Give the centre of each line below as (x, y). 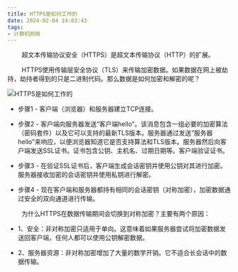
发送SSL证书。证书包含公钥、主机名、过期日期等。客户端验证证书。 (129, 151)
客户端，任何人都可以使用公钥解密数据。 (90, 238)
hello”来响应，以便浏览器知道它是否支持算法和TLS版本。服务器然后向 (119, 142)
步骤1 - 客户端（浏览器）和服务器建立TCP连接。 (87, 109)
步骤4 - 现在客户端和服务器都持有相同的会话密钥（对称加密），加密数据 (121, 190)
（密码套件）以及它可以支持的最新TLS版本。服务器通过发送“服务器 (115, 133)
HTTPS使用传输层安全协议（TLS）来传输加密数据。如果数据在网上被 (121, 70)
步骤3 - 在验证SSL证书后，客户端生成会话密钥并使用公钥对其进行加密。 (122, 166)
